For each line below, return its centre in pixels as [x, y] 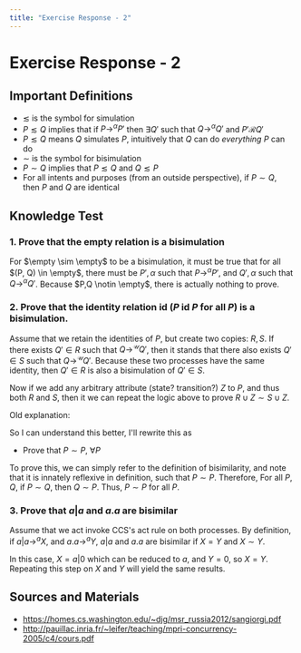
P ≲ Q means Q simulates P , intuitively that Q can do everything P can [154, 139]
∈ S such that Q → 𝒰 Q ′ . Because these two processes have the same [137, 360]
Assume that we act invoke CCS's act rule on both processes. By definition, [150, 531]
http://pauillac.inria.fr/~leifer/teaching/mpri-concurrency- [130, 629]
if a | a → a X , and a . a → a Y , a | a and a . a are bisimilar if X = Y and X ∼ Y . [137, 541]
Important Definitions [71, 96]
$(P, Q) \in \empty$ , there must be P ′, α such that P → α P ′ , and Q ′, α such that [151, 271]
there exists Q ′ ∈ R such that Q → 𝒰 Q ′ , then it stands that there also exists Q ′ [150, 348]
